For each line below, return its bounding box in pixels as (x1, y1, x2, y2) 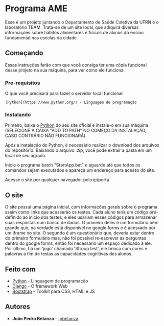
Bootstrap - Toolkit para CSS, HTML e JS (12, 288, 95, 294)
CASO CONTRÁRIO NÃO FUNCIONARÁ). (5, 133, 87, 139)
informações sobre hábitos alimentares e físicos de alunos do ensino (5, 29, 144, 35)
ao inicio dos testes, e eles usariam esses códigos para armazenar (23, 214, 157, 220)
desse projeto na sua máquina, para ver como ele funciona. (5, 67, 125, 73)
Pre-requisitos (5, 79, 40, 86)
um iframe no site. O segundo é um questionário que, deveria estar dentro (5, 230, 155, 236)
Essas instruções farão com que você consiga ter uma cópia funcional (5, 62, 147, 68)
